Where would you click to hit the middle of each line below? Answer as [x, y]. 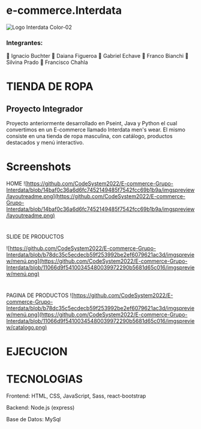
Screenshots [39, 167]
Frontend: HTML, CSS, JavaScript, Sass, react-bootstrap [76, 396]
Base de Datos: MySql [34, 419]
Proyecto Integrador [44, 109]
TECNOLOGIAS [44, 379]
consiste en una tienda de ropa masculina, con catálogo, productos [89, 136]
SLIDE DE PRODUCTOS [35, 237]
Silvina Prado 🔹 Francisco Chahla [47, 62]
